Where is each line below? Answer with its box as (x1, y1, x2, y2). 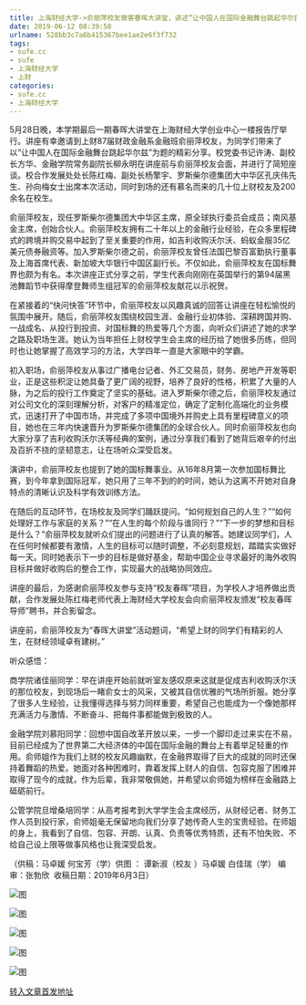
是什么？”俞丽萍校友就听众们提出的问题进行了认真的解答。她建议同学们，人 (9, 529, 293, 540)
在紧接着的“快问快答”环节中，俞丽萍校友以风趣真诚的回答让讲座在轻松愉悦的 (9, 300, 296, 311)
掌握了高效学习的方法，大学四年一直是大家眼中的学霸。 (40, 346, 249, 357)
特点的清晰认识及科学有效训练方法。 (9, 487, 146, 498)
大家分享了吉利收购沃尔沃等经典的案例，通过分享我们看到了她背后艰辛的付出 (9, 433, 297, 444)
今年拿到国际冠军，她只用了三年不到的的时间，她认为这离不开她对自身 (33, 475, 297, 486)
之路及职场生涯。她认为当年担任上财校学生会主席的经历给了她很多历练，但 (9, 334, 289, 345)
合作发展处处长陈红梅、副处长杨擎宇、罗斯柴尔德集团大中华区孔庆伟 (33, 170, 289, 181)
